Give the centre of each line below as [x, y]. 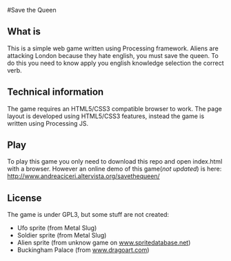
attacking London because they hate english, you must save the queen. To [113, 55]
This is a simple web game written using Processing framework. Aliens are [113, 48]
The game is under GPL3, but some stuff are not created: [88, 215]
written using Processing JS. [48, 123]
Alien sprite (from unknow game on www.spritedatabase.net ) [104, 243]
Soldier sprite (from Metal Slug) [62, 235]
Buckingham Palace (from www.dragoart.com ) [83, 250]
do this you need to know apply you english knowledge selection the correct [115, 63]
